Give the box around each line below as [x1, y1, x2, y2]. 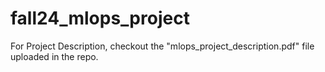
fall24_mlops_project [10, 7, 190, 30]
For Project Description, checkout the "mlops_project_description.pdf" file [10, 40, 315, 52]
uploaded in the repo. [10, 50, 99, 62]
